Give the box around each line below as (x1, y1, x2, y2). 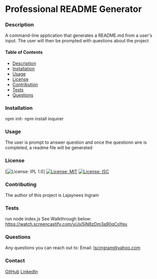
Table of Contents (5, 49, 43, 55)
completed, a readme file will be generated (5, 145, 93, 151)
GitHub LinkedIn (5, 269, 38, 275)
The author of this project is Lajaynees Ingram (5, 192, 99, 198)
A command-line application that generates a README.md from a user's (5, 32, 153, 38)
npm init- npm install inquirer (5, 115, 64, 121)
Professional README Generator (5, 3, 142, 15)
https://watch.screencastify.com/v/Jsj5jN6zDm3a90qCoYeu (5, 221, 128, 227)
